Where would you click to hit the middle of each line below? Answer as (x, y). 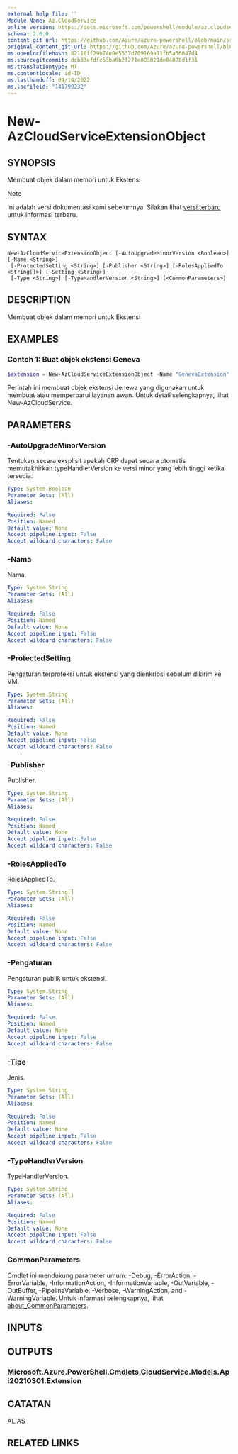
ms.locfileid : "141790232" (47, 87)
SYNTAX (27, 237)
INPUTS (25, 1327)
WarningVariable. (33, 1298)
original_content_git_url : (47, 47)
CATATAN (29, 1404)
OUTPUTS (30, 1352)
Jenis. (16, 1077)
